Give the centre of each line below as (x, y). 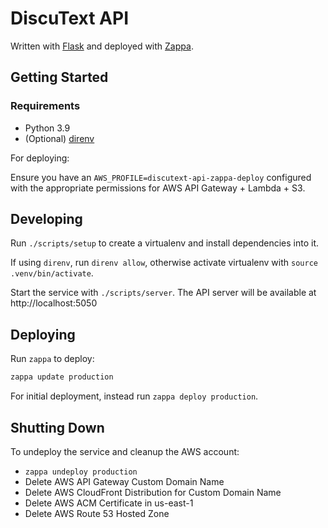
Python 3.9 (47, 128)
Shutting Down (57, 427)
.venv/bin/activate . (52, 273)
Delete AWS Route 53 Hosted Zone (97, 513)
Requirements (45, 106)
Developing (46, 219)
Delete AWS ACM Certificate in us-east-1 (109, 503)
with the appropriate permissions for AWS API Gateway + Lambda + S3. (158, 188)
